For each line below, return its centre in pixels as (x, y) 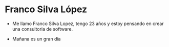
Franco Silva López (46, 9)
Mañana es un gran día (36, 39)
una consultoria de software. (43, 29)
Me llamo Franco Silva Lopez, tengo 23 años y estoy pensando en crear (88, 24)
